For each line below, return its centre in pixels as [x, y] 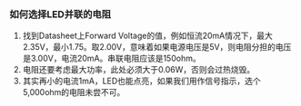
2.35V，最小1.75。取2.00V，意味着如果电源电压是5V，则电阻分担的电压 [157, 47]
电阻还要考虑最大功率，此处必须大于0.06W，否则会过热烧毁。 [139, 70]
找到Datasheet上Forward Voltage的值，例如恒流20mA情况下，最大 [147, 36]
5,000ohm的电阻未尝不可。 [74, 92]
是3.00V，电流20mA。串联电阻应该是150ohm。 [112, 58]
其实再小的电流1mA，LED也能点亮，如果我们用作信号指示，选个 [141, 81]
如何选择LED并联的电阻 [60, 14]
